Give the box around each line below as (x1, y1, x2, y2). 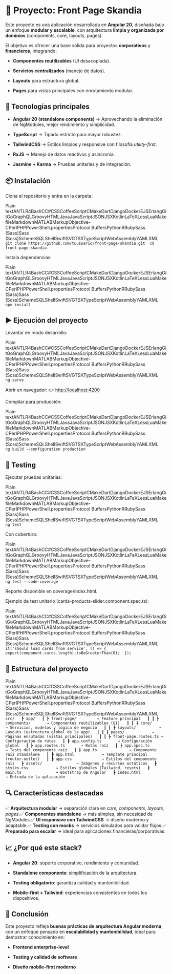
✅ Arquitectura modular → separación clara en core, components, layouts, (5, 805, 165, 811)
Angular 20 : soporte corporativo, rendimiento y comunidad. (12, 860, 140, 866)
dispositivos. (12, 895, 40, 901)
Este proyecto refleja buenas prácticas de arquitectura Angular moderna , (5, 923, 163, 929)
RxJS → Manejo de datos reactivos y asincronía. (12, 151, 115, 157)
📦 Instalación (5, 177, 51, 185)
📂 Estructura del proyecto (5, 664, 89, 673)
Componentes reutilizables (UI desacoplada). (12, 57, 111, 63)
